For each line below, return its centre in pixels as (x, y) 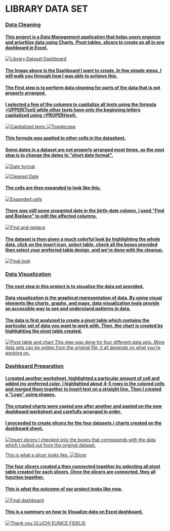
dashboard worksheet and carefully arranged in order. (63, 411)
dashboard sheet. (24, 429)
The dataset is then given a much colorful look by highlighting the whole (83, 239)
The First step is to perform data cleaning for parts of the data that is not (83, 87)
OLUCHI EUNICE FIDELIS (60, 523)
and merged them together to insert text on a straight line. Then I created (83, 389)
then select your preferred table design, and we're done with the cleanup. (84, 250)
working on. (18, 353)
